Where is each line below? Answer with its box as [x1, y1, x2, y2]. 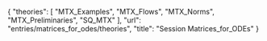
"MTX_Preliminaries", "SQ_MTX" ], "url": [7, 15, 142, 25]
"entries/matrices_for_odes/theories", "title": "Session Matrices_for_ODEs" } [7, 24, 260, 33]
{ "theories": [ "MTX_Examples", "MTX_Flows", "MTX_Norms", [7, 7, 215, 16]
